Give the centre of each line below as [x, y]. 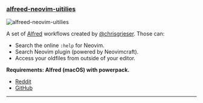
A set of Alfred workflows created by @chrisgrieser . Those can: [85, 34]
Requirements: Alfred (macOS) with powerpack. [68, 70]
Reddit [23, 82]
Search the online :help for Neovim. [60, 45]
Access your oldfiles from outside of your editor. [75, 58]
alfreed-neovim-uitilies [41, 9]
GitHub [24, 88]
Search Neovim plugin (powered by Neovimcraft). [77, 52]
